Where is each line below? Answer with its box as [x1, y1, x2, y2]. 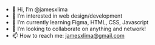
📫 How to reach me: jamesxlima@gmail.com [12, 32, 125, 39]
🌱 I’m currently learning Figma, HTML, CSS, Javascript [12, 19, 149, 26]
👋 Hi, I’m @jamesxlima [12, 6, 68, 13]
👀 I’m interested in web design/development [12, 12, 123, 19]
